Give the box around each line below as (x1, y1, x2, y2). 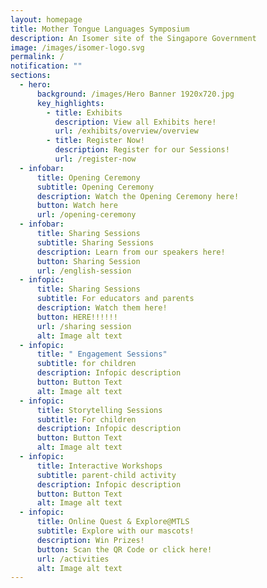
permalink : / (10, 52, 65, 62)
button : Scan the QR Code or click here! (36, 544, 213, 555)
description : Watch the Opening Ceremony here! (36, 191, 240, 201)
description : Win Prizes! (36, 535, 145, 545)
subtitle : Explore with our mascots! (36, 526, 195, 536)
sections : (10, 71, 52, 81)
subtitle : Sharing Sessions (36, 237, 155, 248)
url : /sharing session (36, 321, 132, 331)
